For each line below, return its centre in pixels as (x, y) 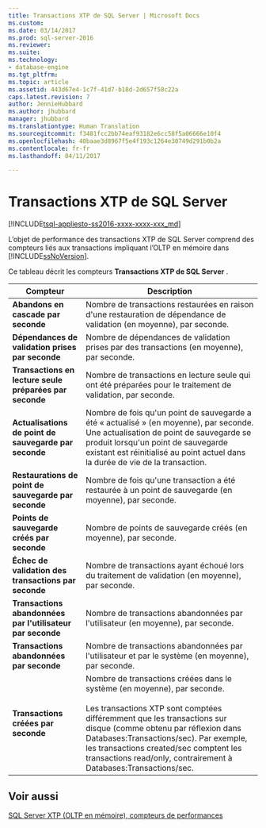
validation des (40, 571)
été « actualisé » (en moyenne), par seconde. (170, 423)
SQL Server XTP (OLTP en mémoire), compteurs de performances (116, 815)
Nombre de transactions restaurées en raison (170, 305)
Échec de (30, 560)
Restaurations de (45, 476)
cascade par (36, 314)
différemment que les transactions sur (156, 718)
